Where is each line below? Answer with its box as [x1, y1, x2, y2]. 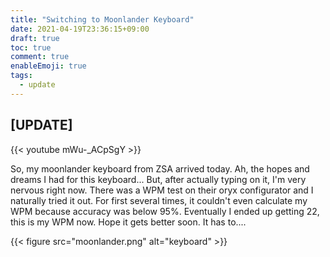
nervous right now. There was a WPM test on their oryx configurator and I [10, 184, 314, 196]
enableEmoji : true [10, 61, 87, 71]
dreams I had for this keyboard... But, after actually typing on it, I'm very [10, 173, 307, 185]
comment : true [10, 52, 70, 62]
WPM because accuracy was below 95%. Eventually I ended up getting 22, [10, 205, 320, 217]
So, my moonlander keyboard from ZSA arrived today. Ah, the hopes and [10, 162, 310, 175]
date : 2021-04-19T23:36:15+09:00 [10, 24, 150, 34]
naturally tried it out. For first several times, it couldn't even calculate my [10, 194, 308, 206]
